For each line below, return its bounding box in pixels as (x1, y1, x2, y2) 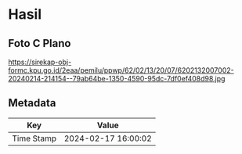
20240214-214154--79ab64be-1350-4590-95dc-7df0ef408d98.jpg (8, 74, 226, 83)
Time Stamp (12, 133, 57, 144)
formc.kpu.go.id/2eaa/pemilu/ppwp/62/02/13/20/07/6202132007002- (8, 66, 234, 75)
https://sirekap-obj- (8, 57, 72, 66)
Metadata (8, 96, 56, 110)
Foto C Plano (8, 37, 71, 50)
